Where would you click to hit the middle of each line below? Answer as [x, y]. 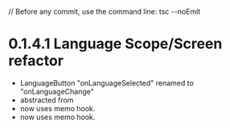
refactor [36, 61]
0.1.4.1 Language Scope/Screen [115, 44]
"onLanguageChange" [57, 91]
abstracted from [47, 100]
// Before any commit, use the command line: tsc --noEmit [105, 12]
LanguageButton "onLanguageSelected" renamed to [107, 82]
